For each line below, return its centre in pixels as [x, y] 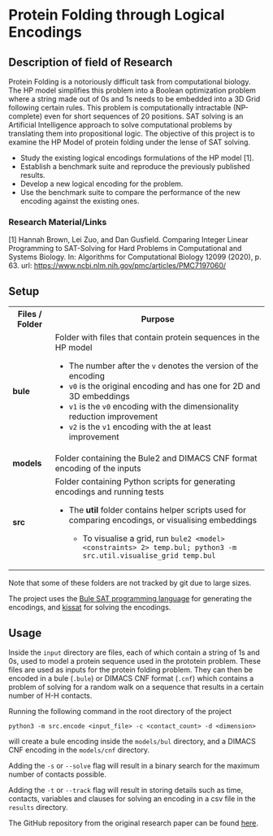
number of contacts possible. [58, 774]
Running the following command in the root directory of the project [120, 711]
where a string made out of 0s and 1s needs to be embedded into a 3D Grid [134, 99]
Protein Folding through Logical [117, 15]
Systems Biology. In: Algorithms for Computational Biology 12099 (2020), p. [135, 257]
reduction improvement [113, 417]
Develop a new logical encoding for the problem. [102, 184]
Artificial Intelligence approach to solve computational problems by [121, 125]
